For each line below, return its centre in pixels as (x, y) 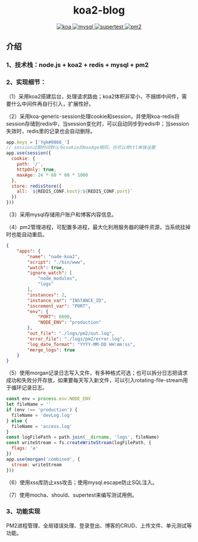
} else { (17, 421)
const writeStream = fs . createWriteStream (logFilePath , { (79, 443)
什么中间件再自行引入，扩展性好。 (52, 103)
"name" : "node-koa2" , (54, 257)
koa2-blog (99, 10)
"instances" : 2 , (47, 295)
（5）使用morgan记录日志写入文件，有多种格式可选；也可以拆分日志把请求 (97, 373)
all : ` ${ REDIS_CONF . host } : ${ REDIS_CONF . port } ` (75, 192)
